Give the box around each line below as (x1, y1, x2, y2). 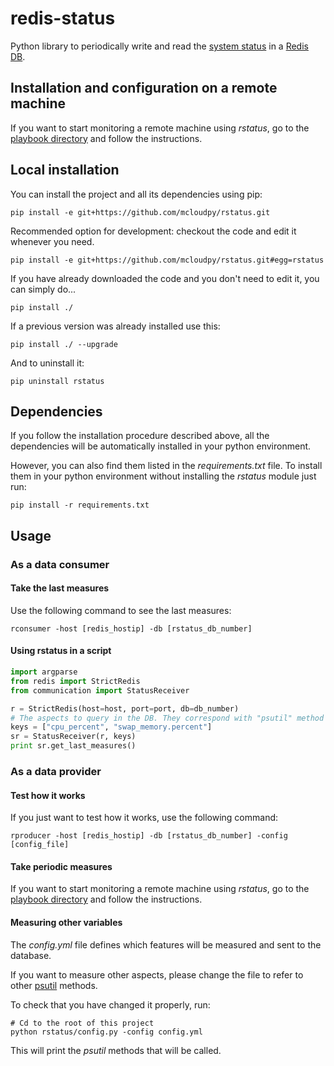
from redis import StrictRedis (10, 676, 141, 686)
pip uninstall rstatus (10, 376, 105, 386)
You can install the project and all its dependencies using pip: (10, 188, 263, 200)
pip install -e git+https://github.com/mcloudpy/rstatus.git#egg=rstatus (10, 255, 325, 265)
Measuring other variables (10, 917, 123, 929)
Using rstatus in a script (10, 645, 112, 657)
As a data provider (10, 765, 102, 779)
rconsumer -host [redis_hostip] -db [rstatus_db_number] (10, 623, 253, 634)
